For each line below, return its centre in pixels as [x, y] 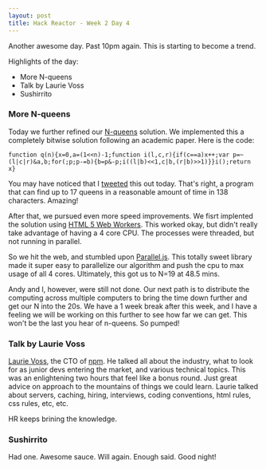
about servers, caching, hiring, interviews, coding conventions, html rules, [130, 395]
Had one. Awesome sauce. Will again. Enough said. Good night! [112, 457]
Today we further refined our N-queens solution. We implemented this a [126, 132]
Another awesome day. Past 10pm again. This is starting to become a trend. [132, 45]
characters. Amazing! [43, 200]
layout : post [30, 16]
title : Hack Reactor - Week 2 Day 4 [69, 23]
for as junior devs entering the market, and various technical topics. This [127, 370]
